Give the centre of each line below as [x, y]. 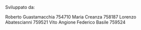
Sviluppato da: [20, 7]
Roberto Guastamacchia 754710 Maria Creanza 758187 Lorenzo [71, 17]
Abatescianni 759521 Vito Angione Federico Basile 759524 [65, 22]
